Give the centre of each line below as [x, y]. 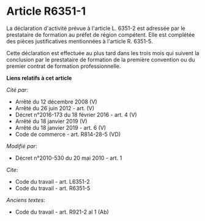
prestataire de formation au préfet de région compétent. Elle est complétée [101, 34]
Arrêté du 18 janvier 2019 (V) [51, 121]
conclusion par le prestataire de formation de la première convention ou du [101, 59]
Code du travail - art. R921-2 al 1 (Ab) [62, 212]
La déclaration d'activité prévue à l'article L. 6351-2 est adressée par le [96, 28]
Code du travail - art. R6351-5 [53, 188]
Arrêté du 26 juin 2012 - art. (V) [55, 108]
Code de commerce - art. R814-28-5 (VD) [68, 134]
